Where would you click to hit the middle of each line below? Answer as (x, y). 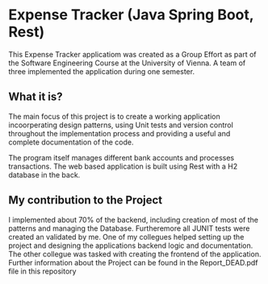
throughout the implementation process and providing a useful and (119, 133)
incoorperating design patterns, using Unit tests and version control (121, 125)
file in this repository (42, 271)
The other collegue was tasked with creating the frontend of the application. (135, 254)
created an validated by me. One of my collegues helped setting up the (126, 236)
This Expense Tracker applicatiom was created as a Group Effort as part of (132, 54)
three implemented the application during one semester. (102, 71)
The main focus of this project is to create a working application (114, 116)
